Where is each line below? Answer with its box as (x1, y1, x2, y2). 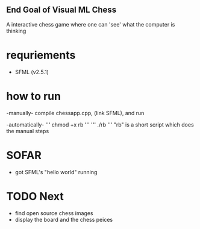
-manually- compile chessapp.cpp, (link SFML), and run (6, 109, 145, 116)
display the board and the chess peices (14, 216, 113, 223)
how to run (6, 89, 61, 103)
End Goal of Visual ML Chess (6, 5, 117, 15)
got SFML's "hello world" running (14, 168, 98, 175)
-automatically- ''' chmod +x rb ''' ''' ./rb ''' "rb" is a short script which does (6, 121, 194, 128)
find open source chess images (14, 209, 93, 216)
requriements (6, 48, 76, 62)
